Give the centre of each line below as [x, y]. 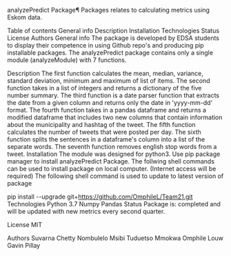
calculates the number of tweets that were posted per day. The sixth [104, 132]
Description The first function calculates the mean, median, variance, [105, 73]
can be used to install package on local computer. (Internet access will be [112, 169]
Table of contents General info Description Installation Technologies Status [113, 31]
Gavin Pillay [24, 245]
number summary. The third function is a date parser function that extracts [113, 95]
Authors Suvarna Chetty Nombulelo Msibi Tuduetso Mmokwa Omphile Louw [115, 238]
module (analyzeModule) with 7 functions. [67, 60]
